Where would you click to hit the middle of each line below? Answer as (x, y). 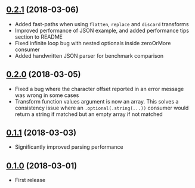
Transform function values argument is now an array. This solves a (97, 101)
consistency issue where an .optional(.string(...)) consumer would (102, 108)
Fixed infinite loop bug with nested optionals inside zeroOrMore (93, 43)
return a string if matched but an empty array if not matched (89, 114)
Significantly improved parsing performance (69, 147)
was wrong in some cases (47, 95)
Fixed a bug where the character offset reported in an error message (99, 89)
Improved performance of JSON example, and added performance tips (102, 30)
